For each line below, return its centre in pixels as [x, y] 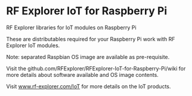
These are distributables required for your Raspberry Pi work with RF [91, 39]
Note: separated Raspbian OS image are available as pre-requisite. [88, 57]
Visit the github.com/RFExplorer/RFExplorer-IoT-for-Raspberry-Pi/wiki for [96, 68]
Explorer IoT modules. [33, 45]
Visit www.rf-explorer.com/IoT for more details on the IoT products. [89, 86]
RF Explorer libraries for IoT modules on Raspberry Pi [71, 27]
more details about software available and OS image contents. [83, 75]
